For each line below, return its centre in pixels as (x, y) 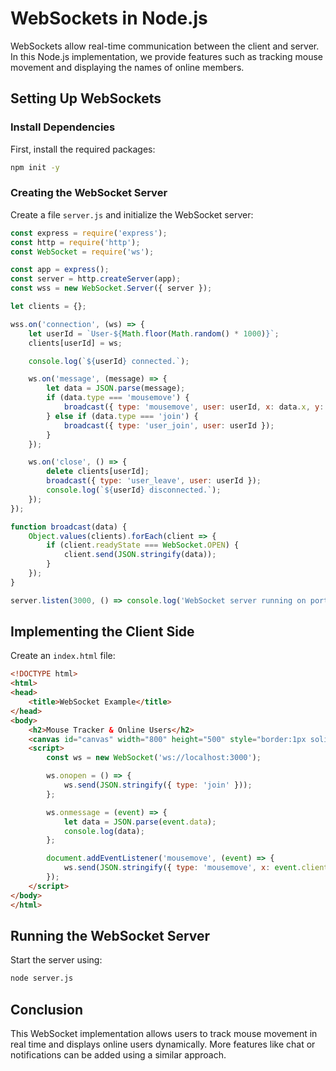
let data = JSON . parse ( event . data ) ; (140, 822)
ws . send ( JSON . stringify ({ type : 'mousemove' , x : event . (182, 868)
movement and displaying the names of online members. (127, 67)
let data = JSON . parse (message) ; (116, 388)
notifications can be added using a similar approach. (118, 1055)
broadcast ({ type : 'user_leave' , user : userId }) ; (154, 481)
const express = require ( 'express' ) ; (89, 233)
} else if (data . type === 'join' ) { (122, 416)
